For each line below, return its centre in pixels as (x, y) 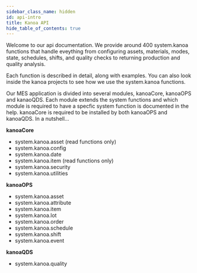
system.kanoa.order (39, 222)
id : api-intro (24, 17)
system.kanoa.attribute (43, 203)
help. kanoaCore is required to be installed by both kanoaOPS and (87, 112)
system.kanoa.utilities (41, 174)
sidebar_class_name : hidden (41, 12)
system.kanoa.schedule (44, 228)
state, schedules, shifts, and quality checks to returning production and (93, 58)
